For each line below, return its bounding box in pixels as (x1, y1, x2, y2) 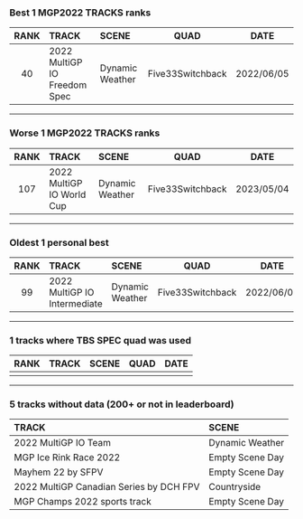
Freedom (49, 79, 87, 91)
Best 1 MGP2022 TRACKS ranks (9, 6, 151, 19)
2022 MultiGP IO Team (14, 437, 111, 449)
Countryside (208, 481, 262, 494)
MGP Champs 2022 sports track (14, 495, 151, 508)
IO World (49, 188, 87, 201)
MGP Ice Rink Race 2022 (14, 451, 121, 464)
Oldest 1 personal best (9, 236, 110, 249)
